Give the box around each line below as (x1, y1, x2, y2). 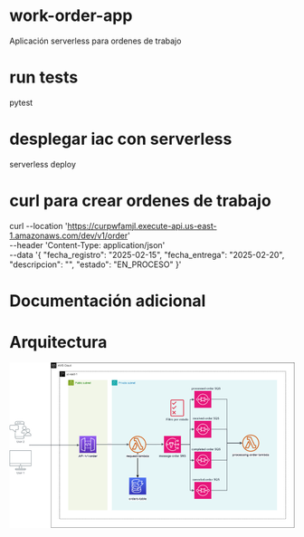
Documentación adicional (9, 291, 206, 311)
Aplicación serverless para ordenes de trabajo (9, 35, 182, 46)
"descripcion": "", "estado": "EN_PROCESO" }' (9, 259, 182, 270)
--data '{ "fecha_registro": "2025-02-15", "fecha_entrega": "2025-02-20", (9, 249, 285, 260)
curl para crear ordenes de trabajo (9, 191, 271, 211)
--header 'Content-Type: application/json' (9, 239, 166, 250)
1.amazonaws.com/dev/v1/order (9, 230, 128, 241)
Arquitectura (9, 332, 108, 353)
